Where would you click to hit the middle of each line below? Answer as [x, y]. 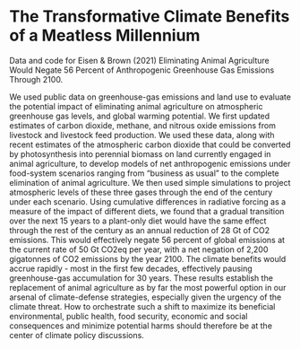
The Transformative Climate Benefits [150, 17]
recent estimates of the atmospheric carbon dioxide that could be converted [150, 144]
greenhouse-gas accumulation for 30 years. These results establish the [141, 278]
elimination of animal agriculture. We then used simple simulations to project [150, 182]
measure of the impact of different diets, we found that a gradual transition [147, 211]
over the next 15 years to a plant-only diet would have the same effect [138, 221]
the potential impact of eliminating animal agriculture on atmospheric [136, 106]
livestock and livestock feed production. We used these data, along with [142, 135]
